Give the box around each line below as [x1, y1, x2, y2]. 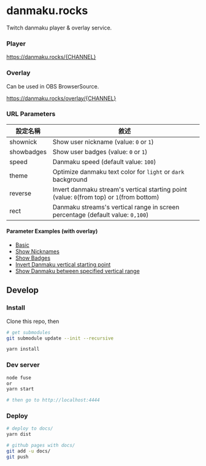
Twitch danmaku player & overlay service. [6, 24, 112, 31]
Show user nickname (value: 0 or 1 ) [52, 138, 154, 146]
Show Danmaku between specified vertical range [15, 268, 140, 275]
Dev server [6, 360, 40, 369]
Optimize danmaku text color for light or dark [52, 167, 185, 176]
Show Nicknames [15, 248, 60, 255]
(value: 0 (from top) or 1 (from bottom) [52, 193, 159, 201]
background [52, 175, 88, 184]
